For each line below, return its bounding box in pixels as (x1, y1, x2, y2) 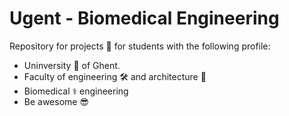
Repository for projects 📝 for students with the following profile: (9, 40, 271, 52)
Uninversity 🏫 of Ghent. (23, 59, 121, 71)
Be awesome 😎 (23, 95, 90, 107)
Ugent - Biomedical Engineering (9, 7, 280, 30)
